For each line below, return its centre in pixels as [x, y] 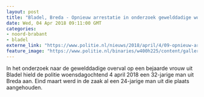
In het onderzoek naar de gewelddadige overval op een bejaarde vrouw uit [100, 68]
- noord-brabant [27, 34]
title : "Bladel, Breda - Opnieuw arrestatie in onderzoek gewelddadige [99, 17]
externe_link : [24, 46]
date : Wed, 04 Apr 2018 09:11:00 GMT [54, 23]
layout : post [23, 12]
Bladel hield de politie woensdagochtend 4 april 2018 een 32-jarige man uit [100, 74]
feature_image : [25, 51]
